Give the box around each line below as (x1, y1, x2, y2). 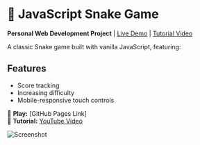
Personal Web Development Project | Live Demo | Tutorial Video (7, 29, 193, 37)
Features (7, 62, 47, 75)
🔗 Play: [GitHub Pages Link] (7, 109, 87, 117)
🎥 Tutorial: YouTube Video (7, 117, 83, 125)
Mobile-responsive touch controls (17, 96, 115, 104)
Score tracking (17, 81, 60, 89)
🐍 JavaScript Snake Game (7, 6, 159, 22)
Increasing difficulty (17, 88, 75, 96)
